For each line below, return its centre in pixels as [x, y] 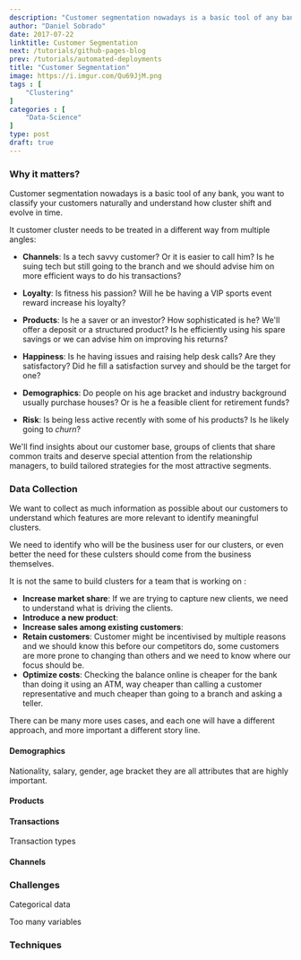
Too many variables [46, 922]
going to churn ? [52, 429]
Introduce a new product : [70, 618]
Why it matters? [45, 174]
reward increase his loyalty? [74, 303]
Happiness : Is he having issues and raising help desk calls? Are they [149, 357]
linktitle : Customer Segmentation [74, 43]
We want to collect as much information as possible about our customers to [149, 508]
